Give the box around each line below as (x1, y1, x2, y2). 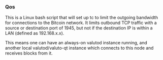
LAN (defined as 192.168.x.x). (5, 30, 65, 36)
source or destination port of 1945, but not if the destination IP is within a (5, 25, 153, 31)
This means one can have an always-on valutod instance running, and (5, 40, 148, 46)
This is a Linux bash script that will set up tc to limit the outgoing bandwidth (5, 15, 159, 21)
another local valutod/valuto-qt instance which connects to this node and (5, 45, 154, 51)
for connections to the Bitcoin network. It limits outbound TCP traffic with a (5, 20, 157, 26)
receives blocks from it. (5, 50, 53, 56)
